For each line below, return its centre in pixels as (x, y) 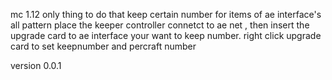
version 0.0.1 (36, 65)
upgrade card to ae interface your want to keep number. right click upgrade (166, 35)
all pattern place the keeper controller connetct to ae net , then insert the (160, 25)
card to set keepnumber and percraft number (103, 46)
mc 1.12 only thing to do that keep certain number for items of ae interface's (166, 14)
